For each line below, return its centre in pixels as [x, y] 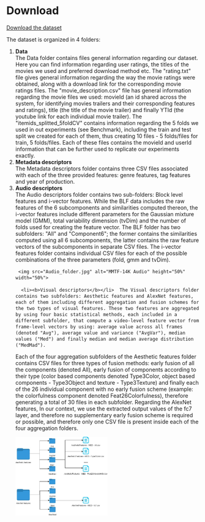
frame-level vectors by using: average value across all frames [99, 327]
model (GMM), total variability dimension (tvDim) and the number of [101, 221]
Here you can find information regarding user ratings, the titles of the [102, 64]
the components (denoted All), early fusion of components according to [106, 369]
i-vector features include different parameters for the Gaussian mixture [105, 214]
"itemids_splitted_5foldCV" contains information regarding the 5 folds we [107, 123]
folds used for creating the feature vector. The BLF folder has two [98, 227]
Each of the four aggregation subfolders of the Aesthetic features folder [106, 357]
